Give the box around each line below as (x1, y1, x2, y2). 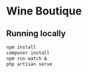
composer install (6, 49, 50, 56)
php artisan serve (6, 61, 52, 67)
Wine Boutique (6, 4, 83, 18)
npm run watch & (6, 56, 47, 62)
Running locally (6, 28, 66, 39)
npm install (6, 44, 36, 50)
